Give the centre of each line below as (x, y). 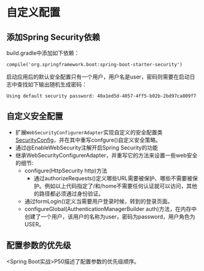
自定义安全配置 (35, 116)
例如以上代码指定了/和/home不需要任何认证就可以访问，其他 (121, 186)
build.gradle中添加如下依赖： (43, 53)
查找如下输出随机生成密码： (52, 84)
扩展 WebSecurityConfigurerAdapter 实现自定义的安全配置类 (89, 132)
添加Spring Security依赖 (53, 37)
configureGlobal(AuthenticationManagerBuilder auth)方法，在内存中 (111, 208)
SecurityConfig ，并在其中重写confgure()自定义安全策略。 (88, 140)
